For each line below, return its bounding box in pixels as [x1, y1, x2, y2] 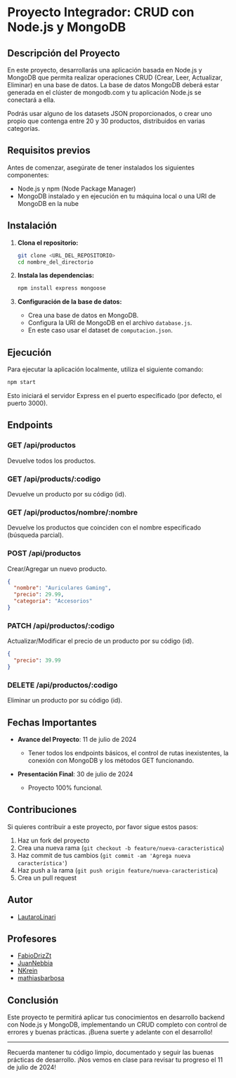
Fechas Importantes [7, 717, 97, 729]
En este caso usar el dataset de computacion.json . [27, 326, 173, 335]
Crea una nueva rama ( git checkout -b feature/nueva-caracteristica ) [17, 843, 225, 852]
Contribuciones [7, 804, 77, 816]
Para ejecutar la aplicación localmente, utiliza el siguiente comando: [7, 365, 204, 373]
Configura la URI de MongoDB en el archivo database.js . [27, 319, 192, 327]
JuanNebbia [17, 959, 53, 968]
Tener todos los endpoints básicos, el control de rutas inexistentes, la [27, 748, 229, 757]
